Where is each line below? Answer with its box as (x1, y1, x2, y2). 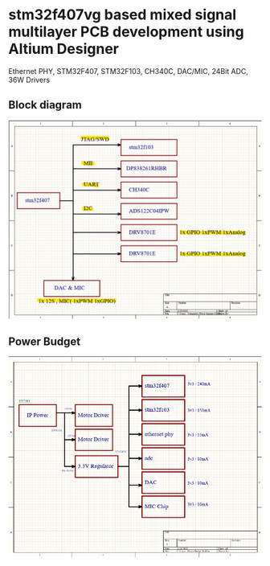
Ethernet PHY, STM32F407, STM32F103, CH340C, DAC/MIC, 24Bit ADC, (8, 66, 249, 76)
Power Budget (8, 334, 81, 348)
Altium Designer (8, 40, 119, 58)
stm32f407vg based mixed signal (8, 6, 237, 24)
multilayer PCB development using (8, 23, 244, 41)
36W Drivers (8, 75, 51, 84)
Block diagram (8, 98, 82, 112)
